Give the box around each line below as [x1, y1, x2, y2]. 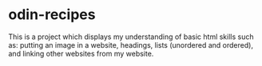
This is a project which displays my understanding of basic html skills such [8, 32, 254, 41]
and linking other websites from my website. [8, 49, 154, 58]
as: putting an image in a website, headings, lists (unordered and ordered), [8, 40, 254, 49]
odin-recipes [8, 6, 96, 24]
